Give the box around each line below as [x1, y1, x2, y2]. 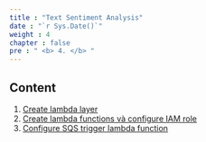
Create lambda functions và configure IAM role [22, 113, 197, 124]
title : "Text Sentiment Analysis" [9, 13, 144, 22]
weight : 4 [9, 30, 51, 39]
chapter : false [9, 38, 70, 48]
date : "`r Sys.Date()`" [9, 22, 103, 31]
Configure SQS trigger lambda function [22, 122, 169, 133]
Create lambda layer [22, 103, 98, 114]
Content [9, 80, 57, 95]
